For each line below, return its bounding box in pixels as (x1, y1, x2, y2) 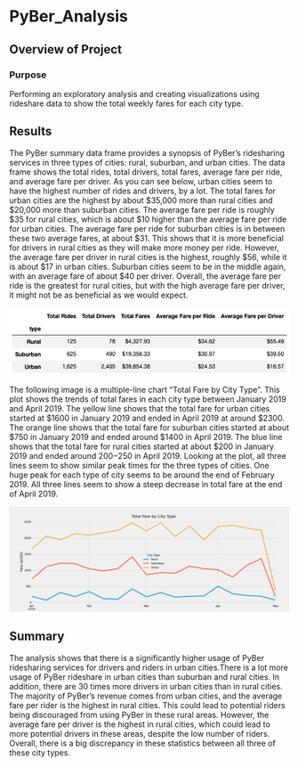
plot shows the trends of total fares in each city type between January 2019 (9, 394, 286, 404)
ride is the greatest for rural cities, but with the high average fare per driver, (9, 280, 286, 290)
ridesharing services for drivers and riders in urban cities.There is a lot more (9, 662, 289, 673)
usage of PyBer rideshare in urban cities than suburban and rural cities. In (9, 671, 280, 682)
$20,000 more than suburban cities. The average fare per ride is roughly (9, 204, 276, 215)
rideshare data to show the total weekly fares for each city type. (9, 98, 244, 109)
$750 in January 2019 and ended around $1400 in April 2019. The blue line (9, 431, 283, 442)
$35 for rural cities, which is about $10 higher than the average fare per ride (9, 214, 287, 224)
